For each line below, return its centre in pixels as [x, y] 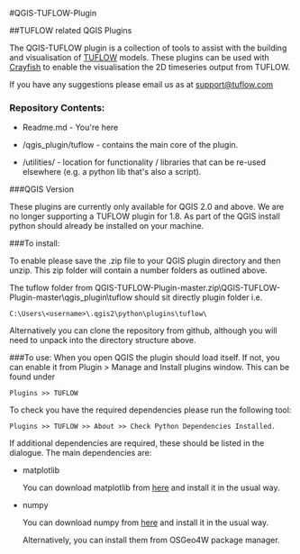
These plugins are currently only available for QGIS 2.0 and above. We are [147, 207]
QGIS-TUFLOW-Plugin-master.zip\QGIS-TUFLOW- [187, 288]
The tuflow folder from [51, 288]
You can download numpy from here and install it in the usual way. [145, 522]
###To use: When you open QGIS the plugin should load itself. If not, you [145, 358]
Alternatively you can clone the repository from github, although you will [143, 331]
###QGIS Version [42, 189]
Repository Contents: [57, 107]
